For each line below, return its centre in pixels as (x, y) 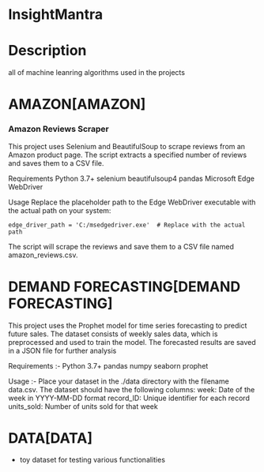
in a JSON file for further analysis (62, 350)
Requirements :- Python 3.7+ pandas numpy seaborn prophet (108, 365)
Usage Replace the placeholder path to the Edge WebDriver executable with (132, 202)
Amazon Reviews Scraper (58, 129)
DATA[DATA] (51, 438)
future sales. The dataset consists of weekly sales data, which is (113, 334)
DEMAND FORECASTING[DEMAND (124, 287)
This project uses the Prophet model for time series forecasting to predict (128, 325)
